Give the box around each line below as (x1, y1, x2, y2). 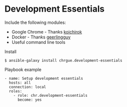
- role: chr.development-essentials (13, 93, 88, 98)
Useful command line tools (11, 39, 66, 45)
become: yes (17, 97, 42, 102)
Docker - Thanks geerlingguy (11, 34, 71, 40)
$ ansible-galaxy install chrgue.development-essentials (4, 58, 123, 63)
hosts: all (9, 80, 31, 85)
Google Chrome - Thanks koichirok (11, 29, 82, 35)
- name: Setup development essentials (4, 76, 83, 81)
